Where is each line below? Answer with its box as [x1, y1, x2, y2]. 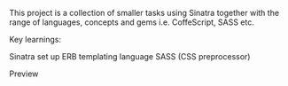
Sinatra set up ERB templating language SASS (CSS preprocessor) [9, 51, 251, 61]
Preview [9, 68, 39, 79]
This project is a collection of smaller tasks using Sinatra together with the [9, 8, 280, 18]
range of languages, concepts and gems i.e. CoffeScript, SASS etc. [9, 17, 254, 27]
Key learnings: [9, 35, 62, 44]
